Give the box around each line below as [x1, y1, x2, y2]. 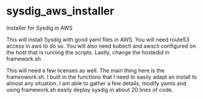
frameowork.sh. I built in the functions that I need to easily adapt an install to [6, 73, 198, 80]
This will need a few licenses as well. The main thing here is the [6, 66, 165, 74]
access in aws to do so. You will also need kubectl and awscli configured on [6, 42, 196, 49]
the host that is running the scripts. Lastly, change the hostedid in [6, 48, 170, 56]
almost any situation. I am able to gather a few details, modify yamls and [6, 80, 187, 87]
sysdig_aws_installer [6, 4, 115, 18]
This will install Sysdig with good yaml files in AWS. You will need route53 [6, 36, 190, 43]
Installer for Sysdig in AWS [6, 24, 73, 31]
